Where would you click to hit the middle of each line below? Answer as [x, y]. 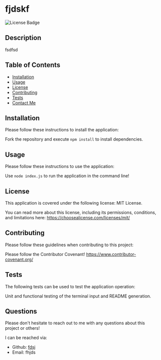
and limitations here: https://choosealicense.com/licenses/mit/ [68, 218]
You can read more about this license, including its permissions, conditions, [81, 212]
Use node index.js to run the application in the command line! [67, 176]
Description [23, 38]
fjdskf [17, 9]
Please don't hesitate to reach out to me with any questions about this [75, 323]
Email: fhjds [24, 352]
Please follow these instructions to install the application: [62, 130]
